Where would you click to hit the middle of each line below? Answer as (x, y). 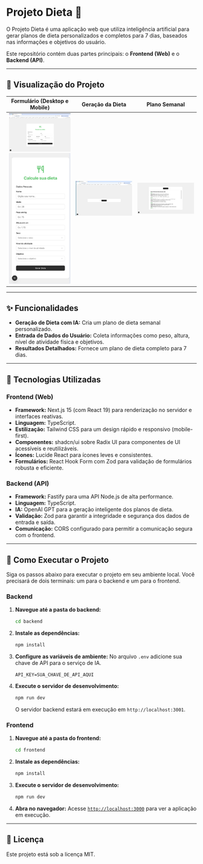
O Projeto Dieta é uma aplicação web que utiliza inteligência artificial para (98, 29)
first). (22, 436)
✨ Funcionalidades (42, 308)
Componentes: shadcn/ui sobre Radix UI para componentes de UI (98, 442)
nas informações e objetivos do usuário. (56, 42)
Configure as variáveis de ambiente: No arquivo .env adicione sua (98, 656)
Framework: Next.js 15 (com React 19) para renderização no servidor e (103, 410)
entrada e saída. (35, 522)
